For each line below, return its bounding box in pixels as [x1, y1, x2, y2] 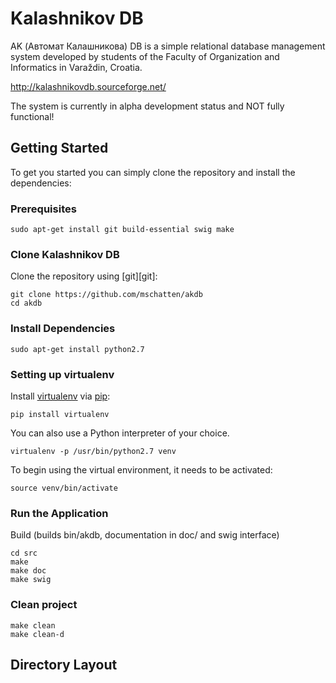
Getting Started [10, 140, 109, 157]
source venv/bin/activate [10, 483, 118, 493]
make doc [10, 566, 47, 576]
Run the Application [10, 506, 109, 520]
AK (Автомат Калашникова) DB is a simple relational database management [10, 40, 326, 52]
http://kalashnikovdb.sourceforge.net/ [10, 80, 167, 92]
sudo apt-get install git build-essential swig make [10, 225, 235, 235]
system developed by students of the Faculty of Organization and [10, 50, 280, 62]
